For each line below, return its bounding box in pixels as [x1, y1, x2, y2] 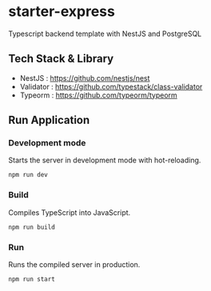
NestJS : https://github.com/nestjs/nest [19, 73, 150, 82]
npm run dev [8, 171, 48, 179]
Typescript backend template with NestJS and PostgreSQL [8, 29, 202, 38]
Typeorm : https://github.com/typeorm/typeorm [19, 90, 177, 100]
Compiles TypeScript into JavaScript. [8, 207, 131, 217]
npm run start [8, 275, 56, 284]
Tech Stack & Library [8, 52, 114, 66]
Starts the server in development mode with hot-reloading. [8, 155, 201, 165]
